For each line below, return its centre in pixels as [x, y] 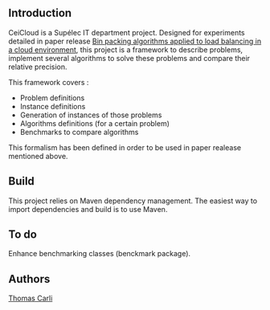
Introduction [40, 13]
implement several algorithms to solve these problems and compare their [129, 58]
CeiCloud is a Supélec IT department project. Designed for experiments [127, 32]
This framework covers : [49, 82]
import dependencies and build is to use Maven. [88, 209]
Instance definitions [53, 106]
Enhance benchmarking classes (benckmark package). [100, 254]
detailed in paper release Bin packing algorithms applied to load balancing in [135, 41]
